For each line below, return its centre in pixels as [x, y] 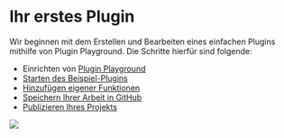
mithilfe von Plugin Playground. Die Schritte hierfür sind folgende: [131, 51]
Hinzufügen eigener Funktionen [81, 87]
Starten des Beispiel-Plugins [75, 78]
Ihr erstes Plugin [72, 17]
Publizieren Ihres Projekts [70, 106]
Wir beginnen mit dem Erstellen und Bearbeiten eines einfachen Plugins [142, 41]
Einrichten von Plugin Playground [84, 69]
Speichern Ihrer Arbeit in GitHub [82, 97]
